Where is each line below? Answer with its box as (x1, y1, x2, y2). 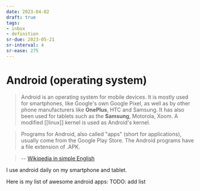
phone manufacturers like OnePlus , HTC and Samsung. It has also (20, 106, 184, 113)
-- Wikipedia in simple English (20, 154, 95, 162)
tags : (6, 20, 20, 26)
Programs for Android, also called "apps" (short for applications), (20, 130, 182, 138)
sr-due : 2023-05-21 (6, 37, 55, 43)
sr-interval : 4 (6, 43, 44, 48)
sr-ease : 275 (6, 48, 39, 54)
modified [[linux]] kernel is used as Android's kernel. (20, 119, 151, 126)
